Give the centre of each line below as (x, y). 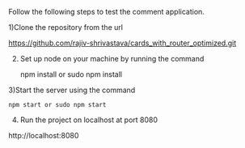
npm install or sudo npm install (71, 74)
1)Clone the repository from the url (66, 27)
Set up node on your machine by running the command (112, 59)
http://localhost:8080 (44, 135)
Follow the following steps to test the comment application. (106, 12)
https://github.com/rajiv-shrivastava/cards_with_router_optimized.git (122, 43)
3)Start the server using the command (72, 90)
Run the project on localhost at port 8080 (89, 120)
